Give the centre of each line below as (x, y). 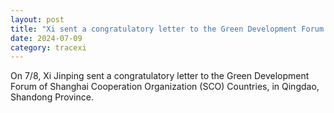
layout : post (37, 19)
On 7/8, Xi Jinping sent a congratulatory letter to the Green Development (160, 76)
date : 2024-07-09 (46, 38)
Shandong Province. (52, 97)
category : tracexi (48, 47)
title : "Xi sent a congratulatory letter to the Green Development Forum (167, 29)
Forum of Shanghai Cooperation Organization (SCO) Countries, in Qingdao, (165, 87)
